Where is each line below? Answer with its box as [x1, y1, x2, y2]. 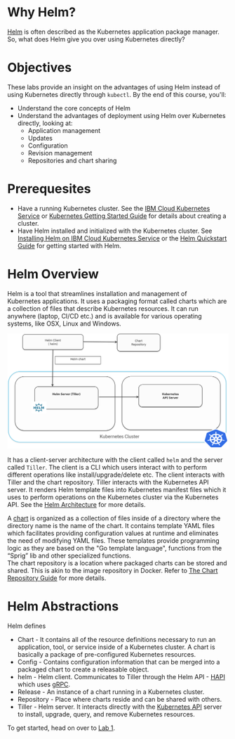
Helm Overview [7, 266, 100, 282]
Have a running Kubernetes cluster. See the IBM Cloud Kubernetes [17, 204, 210, 212]
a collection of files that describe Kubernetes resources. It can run [7, 304, 199, 313]
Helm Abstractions [7, 598, 119, 615]
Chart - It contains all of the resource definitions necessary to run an [17, 636, 216, 644]
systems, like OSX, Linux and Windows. [7, 319, 121, 328]
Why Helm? [7, 4, 76, 20]
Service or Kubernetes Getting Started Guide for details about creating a [17, 212, 227, 220]
